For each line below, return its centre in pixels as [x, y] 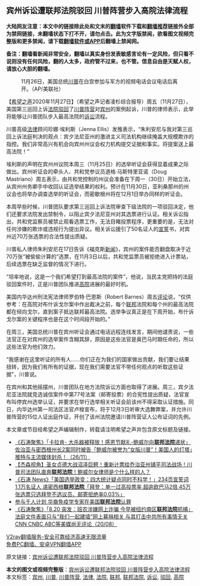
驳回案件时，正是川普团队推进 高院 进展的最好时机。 [69, 284]
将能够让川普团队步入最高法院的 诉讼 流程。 [58, 116]
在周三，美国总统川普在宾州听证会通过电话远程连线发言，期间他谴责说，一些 [100, 331]
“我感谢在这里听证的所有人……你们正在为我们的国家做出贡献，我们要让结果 [98, 359]
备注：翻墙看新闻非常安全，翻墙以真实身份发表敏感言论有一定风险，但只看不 [100, 54]
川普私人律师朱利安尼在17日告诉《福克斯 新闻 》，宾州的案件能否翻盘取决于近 [99, 249]
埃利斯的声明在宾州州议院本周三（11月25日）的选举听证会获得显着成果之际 [98, 164]
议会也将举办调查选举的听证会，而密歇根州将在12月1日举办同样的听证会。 [96, 194]
